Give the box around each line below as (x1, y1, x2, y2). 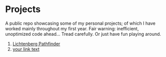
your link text (12, 46, 40, 52)
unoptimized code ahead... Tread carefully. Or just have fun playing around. (5, 31, 161, 37)
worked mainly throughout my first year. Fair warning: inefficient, (5, 25, 139, 31)
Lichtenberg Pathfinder (12, 40, 61, 46)
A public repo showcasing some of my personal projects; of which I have (5, 20, 155, 26)
